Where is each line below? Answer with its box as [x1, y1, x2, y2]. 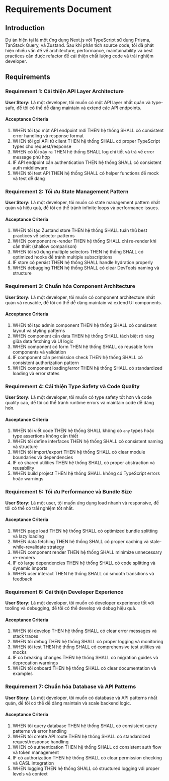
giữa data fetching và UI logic [12, 338, 74, 344]
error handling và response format [12, 132, 84, 139]
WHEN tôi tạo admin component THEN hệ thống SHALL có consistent [12, 322, 157, 328]
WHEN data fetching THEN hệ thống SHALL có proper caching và [12, 538, 149, 544]
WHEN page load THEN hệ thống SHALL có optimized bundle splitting [12, 528, 158, 534]
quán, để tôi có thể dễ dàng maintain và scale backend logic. [5, 700, 132, 706]
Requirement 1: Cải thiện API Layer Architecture [5, 88, 124, 95]
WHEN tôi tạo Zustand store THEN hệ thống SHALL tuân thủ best [12, 227, 147, 233]
